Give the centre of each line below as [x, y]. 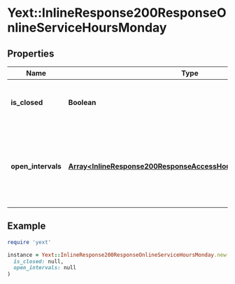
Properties [31, 54]
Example [27, 226]
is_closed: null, [39, 261]
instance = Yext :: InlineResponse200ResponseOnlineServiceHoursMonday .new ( [119, 255]
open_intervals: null [45, 268]
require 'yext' [29, 242]
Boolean [82, 102]
